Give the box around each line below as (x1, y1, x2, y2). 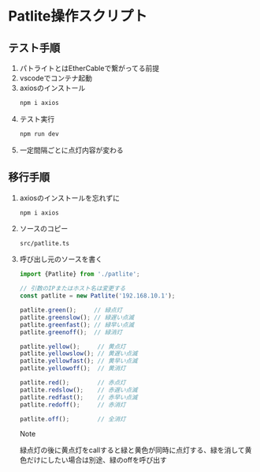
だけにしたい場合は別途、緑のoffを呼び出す (26, 455, 168, 465)
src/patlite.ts (19, 240, 70, 248)
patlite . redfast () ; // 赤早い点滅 (19, 393, 138, 401)
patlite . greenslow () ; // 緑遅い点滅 (19, 313, 135, 321)
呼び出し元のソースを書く (19, 254, 103, 264)
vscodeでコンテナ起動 (19, 73, 93, 83)
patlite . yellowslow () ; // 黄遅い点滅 (19, 350, 138, 358)
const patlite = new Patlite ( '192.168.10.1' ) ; (19, 292, 176, 300)
